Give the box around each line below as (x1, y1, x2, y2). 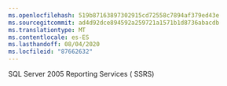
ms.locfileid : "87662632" (8, 48, 93, 56)
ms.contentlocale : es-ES (8, 33, 90, 41)
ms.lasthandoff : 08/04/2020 (8, 41, 101, 48)
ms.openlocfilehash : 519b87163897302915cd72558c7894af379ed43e (8, 11, 220, 20)
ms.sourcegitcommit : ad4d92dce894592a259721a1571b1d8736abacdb (8, 19, 220, 27)
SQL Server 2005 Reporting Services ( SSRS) (8, 70, 155, 78)
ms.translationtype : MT (8, 26, 86, 34)
